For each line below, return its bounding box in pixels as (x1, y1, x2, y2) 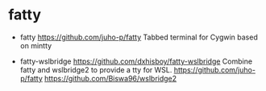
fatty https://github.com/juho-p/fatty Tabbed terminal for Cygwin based (19, 32, 258, 42)
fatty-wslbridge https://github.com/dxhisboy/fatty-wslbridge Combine (19, 56, 252, 66)
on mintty (19, 40, 52, 50)
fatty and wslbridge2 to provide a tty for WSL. (19, 64, 172, 74)
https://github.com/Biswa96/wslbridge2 (44, 73, 177, 83)
